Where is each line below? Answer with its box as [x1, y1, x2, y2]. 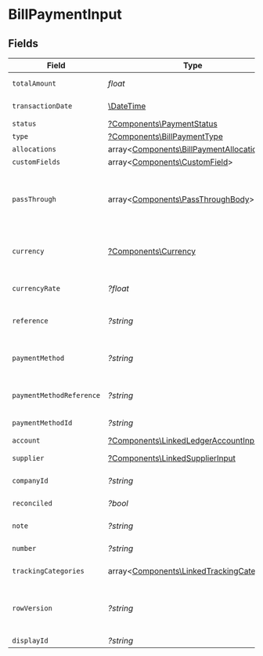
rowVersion [12, 604, 52, 613]
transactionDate [12, 102, 73, 111]
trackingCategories [12, 567, 85, 575]
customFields [12, 158, 61, 166]
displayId [12, 636, 49, 645]
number [12, 544, 37, 552]
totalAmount [12, 79, 57, 88]
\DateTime [108, 100, 146, 111]
